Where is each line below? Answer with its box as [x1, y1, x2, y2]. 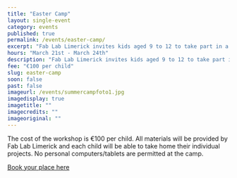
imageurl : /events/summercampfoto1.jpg [7, 89, 125, 96]
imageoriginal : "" [7, 115, 61, 122]
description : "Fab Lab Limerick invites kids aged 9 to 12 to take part [7, 56, 226, 63]
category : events [7, 23, 59, 30]
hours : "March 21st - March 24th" [7, 50, 109, 57]
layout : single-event [7, 17, 71, 24]
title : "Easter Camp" [7, 10, 71, 18]
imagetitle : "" [7, 102, 52, 109]
